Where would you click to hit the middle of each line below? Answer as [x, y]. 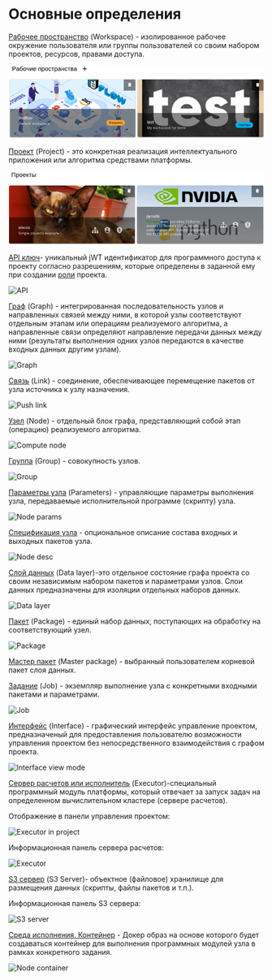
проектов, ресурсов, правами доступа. [76, 54]
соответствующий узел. [50, 630]
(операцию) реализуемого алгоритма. [75, 430]
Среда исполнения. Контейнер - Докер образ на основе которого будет [134, 935]
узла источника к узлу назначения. [69, 390]
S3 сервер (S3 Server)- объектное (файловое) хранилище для [116, 879]
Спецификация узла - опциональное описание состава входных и [123, 533]
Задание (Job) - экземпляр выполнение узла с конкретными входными [133, 686]
